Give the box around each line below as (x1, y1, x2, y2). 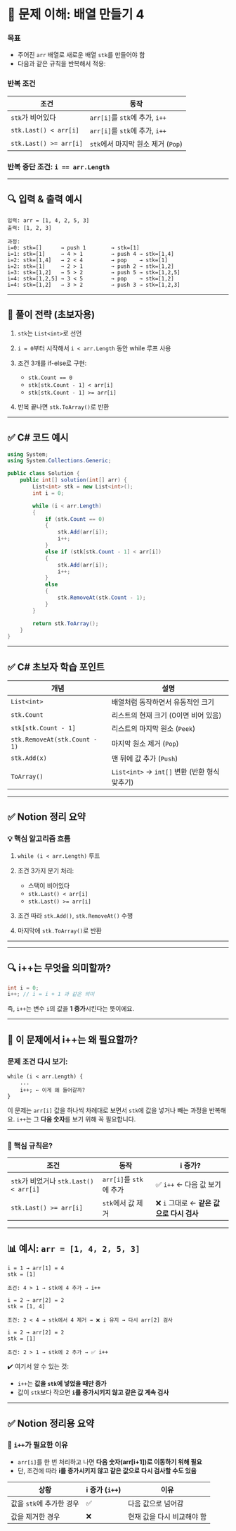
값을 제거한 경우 (11, 1511, 60, 1521)
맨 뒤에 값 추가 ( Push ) (111, 754, 178, 763)
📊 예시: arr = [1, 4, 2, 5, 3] (7, 1242, 140, 1255)
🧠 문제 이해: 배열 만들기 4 (7, 6, 145, 23)
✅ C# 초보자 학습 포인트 (7, 660, 105, 673)
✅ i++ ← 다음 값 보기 (155, 1180, 221, 1190)
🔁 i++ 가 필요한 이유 (7, 1440, 68, 1450)
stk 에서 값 (102, 1198, 135, 1208)
